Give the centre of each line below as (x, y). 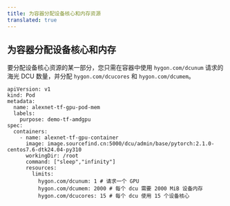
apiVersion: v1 (29, 90)
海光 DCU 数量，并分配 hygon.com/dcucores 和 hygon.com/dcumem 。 (101, 76)
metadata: (21, 102)
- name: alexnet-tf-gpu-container (69, 138)
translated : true (32, 20)
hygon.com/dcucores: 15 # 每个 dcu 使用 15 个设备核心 (114, 196)
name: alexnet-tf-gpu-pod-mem (57, 108)
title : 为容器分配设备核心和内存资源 (54, 13)
